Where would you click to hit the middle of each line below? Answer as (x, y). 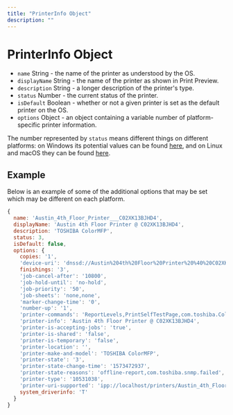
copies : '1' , (38, 257)
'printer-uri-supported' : (57, 385)
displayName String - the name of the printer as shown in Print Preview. (118, 81)
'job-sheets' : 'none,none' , (60, 295)
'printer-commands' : (49, 315)
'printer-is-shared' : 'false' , (65, 334)
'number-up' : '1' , (46, 308)
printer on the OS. (43, 110)
